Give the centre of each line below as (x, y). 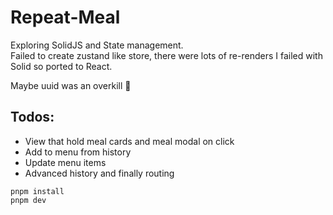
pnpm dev (28, 200)
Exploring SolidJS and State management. (97, 45)
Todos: (32, 117)
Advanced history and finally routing (99, 173)
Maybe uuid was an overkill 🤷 (71, 85)
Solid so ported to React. (61, 66)
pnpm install (37, 191)
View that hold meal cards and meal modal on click (129, 141)
